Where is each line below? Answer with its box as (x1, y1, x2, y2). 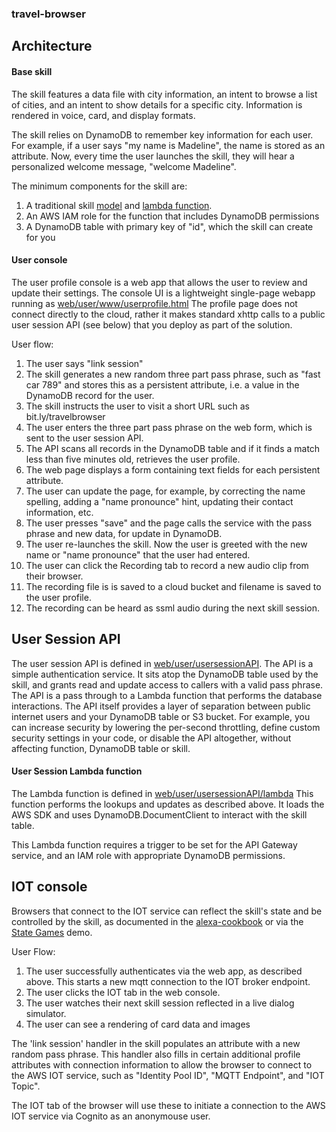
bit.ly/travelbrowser (25, 410, 106, 422)
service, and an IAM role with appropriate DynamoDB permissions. (11, 849, 286, 861)
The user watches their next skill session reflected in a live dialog (25, 997, 295, 1009)
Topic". (11, 1080, 41, 1092)
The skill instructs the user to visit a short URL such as (25, 400, 250, 412)
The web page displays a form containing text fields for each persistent (25, 463, 321, 476)
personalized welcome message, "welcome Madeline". (11, 160, 237, 172)
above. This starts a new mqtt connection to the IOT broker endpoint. (25, 975, 311, 987)
